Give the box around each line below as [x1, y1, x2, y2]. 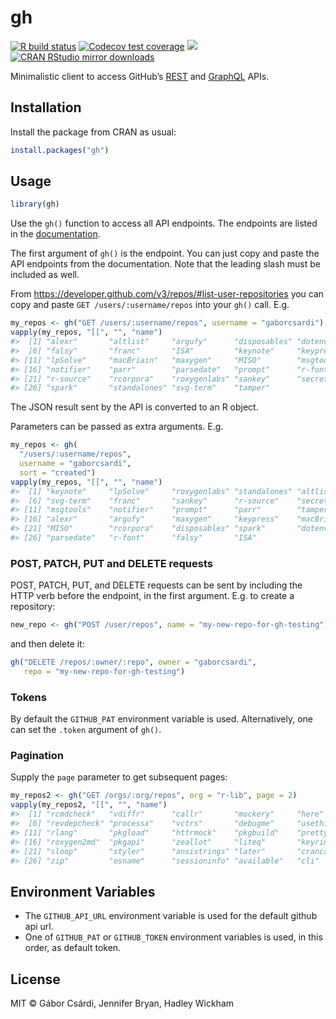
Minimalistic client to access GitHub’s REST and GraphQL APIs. [10, 70, 270, 82]
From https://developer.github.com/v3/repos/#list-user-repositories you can [10, 288, 325, 300]
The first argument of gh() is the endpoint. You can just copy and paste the [10, 247, 320, 260]
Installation [10, 99, 82, 116]
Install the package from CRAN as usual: [10, 126, 177, 138]
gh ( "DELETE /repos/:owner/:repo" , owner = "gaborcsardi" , [10, 657, 257, 668]
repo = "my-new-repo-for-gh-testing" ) [23, 666, 186, 676]
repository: [10, 601, 56, 613]
